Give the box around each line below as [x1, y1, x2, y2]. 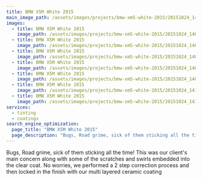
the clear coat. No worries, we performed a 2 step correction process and [6, 161, 189, 169]
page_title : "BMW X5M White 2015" [11, 127, 98, 133]
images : [6, 20, 26, 26]
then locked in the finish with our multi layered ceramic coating [6, 168, 162, 175]
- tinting [11, 110, 36, 116]
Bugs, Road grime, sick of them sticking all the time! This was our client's [6, 148, 188, 156]
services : [6, 104, 31, 110]
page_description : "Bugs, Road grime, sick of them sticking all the [11, 132, 189, 139]
